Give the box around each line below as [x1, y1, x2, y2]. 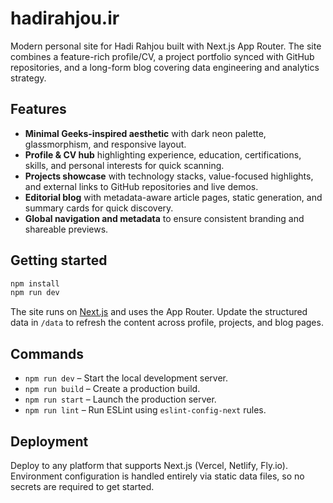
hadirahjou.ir [10, 7, 120, 30]
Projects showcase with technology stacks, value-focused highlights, [24, 170, 314, 182]
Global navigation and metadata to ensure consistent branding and [24, 212, 305, 224]
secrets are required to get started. [10, 480, 155, 492]
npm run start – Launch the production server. [24, 393, 217, 406]
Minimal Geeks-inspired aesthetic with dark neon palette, [24, 127, 267, 139]
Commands [10, 345, 85, 362]
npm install [10, 278, 60, 289]
